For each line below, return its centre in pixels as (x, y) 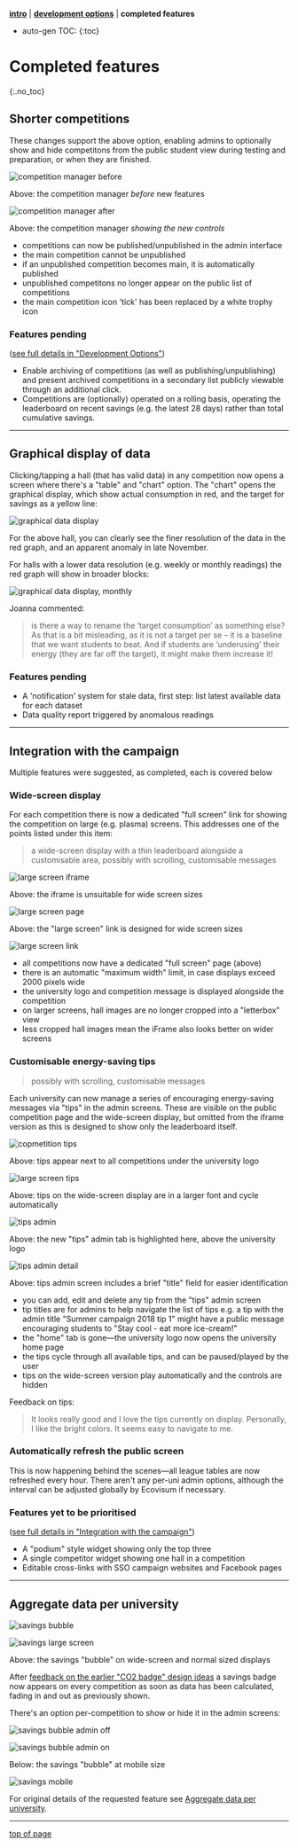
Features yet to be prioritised (73, 1512)
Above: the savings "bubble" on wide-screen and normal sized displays (140, 1659)
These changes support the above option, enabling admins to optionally (141, 140)
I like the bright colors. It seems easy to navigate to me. (132, 1429)
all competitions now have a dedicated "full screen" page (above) (141, 963)
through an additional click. (71, 389)
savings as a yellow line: (53, 503)
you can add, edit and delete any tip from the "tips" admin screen (141, 1300)
